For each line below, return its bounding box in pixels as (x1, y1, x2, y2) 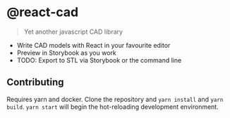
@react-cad (6, 4, 79, 20)
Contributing (6, 77, 64, 88)
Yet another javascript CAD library (23, 27, 123, 36)
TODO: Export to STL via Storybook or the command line (16, 55, 182, 64)
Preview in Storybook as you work (16, 48, 117, 57)
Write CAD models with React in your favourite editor (16, 41, 171, 49)
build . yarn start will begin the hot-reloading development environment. (6, 103, 219, 111)
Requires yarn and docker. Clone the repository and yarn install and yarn (6, 95, 224, 103)
